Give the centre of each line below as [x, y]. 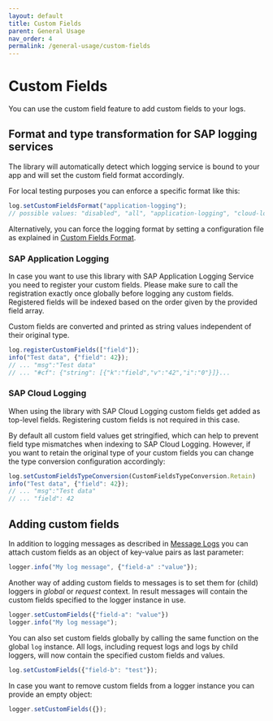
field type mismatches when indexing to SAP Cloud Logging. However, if [130, 444]
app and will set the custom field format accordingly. [96, 175]
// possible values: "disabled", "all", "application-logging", [119, 213]
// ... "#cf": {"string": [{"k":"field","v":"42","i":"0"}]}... [119, 373]
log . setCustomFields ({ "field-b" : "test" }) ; [83, 670]
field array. [26, 310]
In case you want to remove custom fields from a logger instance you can [131, 685]
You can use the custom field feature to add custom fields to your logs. [127, 109]
